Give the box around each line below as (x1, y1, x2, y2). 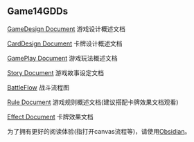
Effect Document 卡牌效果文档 (7, 112, 94, 121)
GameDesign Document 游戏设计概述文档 (7, 24, 126, 33)
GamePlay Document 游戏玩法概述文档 (7, 54, 118, 62)
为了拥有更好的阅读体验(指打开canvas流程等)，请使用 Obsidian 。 (7, 127, 191, 135)
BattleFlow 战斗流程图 (7, 83, 69, 92)
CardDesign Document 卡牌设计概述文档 (7, 39, 123, 48)
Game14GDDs (7, 6, 69, 17)
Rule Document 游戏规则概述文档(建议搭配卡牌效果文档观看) (7, 98, 179, 106)
